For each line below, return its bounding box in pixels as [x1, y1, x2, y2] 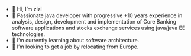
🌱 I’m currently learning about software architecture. [11, 37, 140, 44]
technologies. [11, 31, 46, 38]
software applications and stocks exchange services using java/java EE [11, 24, 186, 31]
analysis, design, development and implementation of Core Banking [11, 18, 177, 25]
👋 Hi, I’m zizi [11, 6, 43, 12]
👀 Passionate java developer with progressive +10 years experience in [11, 12, 183, 19]
